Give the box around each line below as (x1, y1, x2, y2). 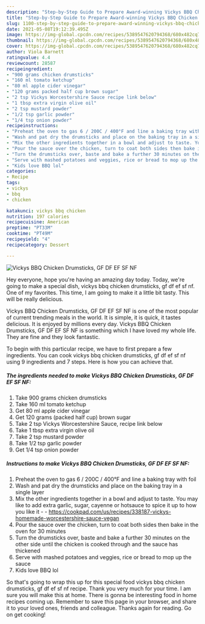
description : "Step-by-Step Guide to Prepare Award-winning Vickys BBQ (6, 9, 192, 15)
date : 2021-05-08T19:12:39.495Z (6, 26, 88, 32)
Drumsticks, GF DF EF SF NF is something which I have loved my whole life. (6, 327, 196, 334)
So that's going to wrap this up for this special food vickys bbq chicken (6, 578, 185, 585)
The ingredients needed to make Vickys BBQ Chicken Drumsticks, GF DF (6, 372, 194, 379)
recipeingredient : (6, 65, 53, 72)
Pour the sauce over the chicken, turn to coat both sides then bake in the (15, 521, 199, 528)
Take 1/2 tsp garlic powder (15, 439, 82, 447)
